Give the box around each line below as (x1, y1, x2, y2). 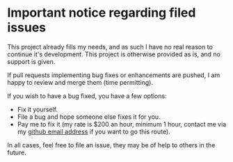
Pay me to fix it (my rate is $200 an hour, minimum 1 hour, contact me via (17, 120, 227, 128)
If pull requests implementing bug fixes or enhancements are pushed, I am (7, 71, 220, 79)
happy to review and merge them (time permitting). (7, 78, 153, 86)
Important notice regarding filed (7, 5, 196, 21)
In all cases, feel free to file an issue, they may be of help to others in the (7, 140, 216, 149)
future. (7, 148, 26, 156)
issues (7, 19, 47, 35)
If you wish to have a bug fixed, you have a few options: (7, 92, 167, 100)
